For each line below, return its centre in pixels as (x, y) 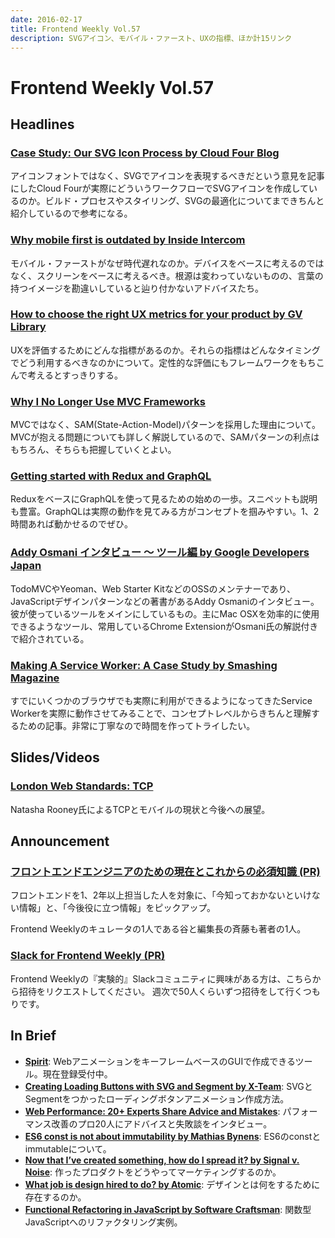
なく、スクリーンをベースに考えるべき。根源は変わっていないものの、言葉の (167, 275)
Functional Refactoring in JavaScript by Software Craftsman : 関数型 (168, 1209)
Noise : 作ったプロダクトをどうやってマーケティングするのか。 (153, 1172)
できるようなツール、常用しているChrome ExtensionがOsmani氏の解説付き (164, 626)
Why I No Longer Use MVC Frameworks (108, 401)
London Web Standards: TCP (82, 786)
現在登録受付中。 (77, 1073)
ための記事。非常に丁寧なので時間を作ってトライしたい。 (137, 726)
